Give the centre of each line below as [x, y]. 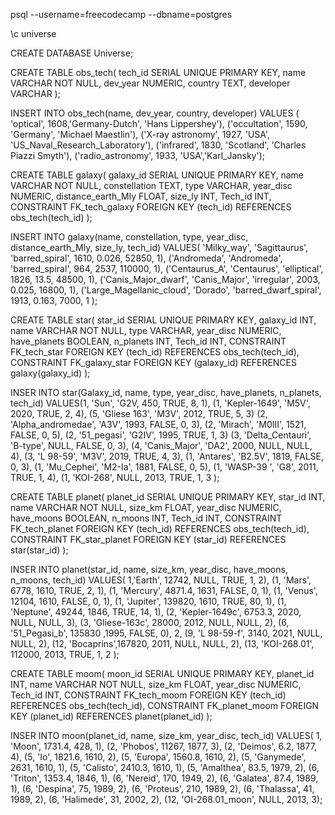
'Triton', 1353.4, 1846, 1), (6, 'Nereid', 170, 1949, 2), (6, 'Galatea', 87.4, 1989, [164, 778]
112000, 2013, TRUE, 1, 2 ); [65, 654]
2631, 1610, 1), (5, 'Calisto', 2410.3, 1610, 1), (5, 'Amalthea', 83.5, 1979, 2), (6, [165, 767]
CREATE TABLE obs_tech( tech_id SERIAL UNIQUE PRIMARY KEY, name [158, 72]
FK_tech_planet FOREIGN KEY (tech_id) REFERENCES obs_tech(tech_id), [160, 528]
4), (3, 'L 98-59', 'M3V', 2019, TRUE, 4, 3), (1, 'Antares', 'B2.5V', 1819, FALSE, [167, 456]
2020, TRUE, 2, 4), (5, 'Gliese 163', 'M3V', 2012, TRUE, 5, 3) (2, [139, 413]
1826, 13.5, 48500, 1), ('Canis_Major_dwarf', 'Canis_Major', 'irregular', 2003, [165, 279]
